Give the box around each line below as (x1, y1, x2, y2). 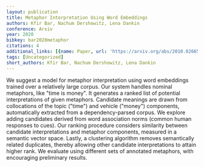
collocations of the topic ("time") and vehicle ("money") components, (6, 102, 180, 109)
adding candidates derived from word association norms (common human (6, 115, 192, 122)
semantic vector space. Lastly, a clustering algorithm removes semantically (6, 134, 194, 141)
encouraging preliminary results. (6, 154, 87, 161)
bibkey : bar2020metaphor (6, 37, 69, 43)
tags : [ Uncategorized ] (6, 54, 64, 60)
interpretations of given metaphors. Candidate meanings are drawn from (6, 95, 188, 103)
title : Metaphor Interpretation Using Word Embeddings (6, 15, 148, 21)
